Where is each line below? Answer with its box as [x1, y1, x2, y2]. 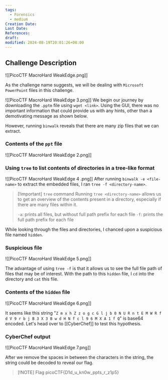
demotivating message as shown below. [5, 113, 88, 119]
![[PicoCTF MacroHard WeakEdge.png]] [5, 72, 88, 78]
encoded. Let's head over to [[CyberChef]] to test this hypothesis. [5, 320, 142, 327]
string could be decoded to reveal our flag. [5, 360, 94, 366]
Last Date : [5, 26, 28, 31]
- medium [10, 17, 28, 22]
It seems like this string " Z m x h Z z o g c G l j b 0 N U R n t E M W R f [5, 310, 162, 316]
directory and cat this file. [5, 276, 59, 282]
